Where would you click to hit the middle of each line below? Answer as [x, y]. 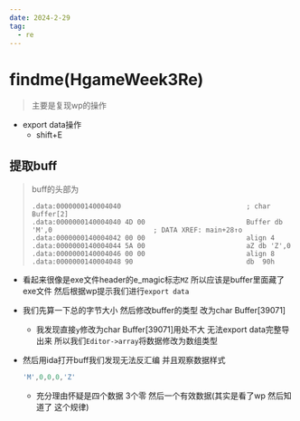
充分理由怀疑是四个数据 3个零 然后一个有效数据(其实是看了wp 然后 [160, 396]
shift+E [49, 135]
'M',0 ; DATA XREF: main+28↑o [137, 230]
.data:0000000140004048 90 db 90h [153, 262]
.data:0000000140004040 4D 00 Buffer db [157, 223]
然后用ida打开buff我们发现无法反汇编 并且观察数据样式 [124, 360]
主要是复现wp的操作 [69, 106]
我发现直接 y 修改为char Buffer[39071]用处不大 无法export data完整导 [163, 330]
